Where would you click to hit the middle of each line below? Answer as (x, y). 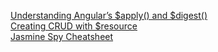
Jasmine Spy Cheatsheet (62, 36)
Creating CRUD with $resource (74, 26)
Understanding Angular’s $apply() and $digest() (109, 15)
